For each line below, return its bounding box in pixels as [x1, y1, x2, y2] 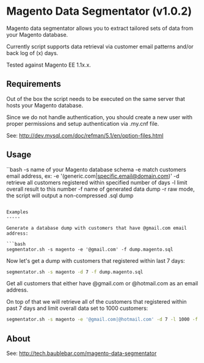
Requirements [6, 79, 61, 89]
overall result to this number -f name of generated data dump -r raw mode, [6, 185, 195, 193]
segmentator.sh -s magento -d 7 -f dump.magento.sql [6, 269, 144, 275]
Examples [6, 209, 29, 215]
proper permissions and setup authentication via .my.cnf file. [6, 120, 159, 127]
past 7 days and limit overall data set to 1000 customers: [6, 304, 148, 312]
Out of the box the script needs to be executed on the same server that [6, 95, 185, 102]
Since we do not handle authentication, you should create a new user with [6, 113, 192, 120]
